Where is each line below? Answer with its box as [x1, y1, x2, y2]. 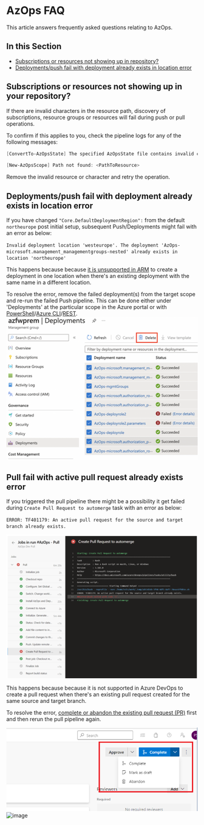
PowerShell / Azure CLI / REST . [6, 310, 78, 317]
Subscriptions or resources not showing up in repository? [15, 57, 159, 64]
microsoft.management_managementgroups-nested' [6, 249, 129, 255]
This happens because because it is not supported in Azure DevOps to [6, 684, 183, 691]
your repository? [6, 91, 71, 101]
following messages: [6, 138, 58, 146]
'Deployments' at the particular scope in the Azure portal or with [6, 304, 167, 311]
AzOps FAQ [6, 4, 65, 18]
